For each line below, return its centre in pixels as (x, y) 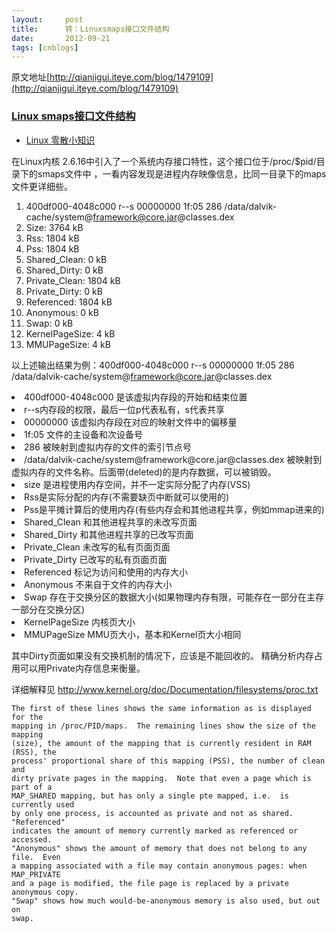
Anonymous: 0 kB (62, 312)
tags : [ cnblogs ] (45, 47)
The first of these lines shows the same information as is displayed (161, 708)
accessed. (32, 839)
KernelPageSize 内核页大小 (80, 622)
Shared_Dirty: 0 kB (64, 270)
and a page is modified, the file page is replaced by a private (150, 883)
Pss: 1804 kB (52, 248)
